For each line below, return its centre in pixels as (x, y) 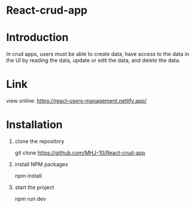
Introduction (37, 38)
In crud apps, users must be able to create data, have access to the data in (97, 54)
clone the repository (40, 141)
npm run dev (30, 199)
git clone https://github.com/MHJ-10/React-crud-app (80, 153)
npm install (28, 176)
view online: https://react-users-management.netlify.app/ (76, 101)
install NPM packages (41, 164)
